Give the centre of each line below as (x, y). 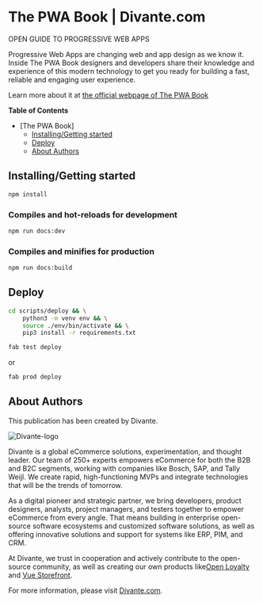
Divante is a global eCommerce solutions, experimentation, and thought (125, 451)
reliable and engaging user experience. (72, 79)
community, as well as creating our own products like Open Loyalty (141, 567)
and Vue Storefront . (40, 574)
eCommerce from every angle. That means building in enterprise (114, 517)
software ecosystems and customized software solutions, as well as (144, 526)
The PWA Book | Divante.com (107, 17)
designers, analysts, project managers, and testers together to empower (126, 509)
